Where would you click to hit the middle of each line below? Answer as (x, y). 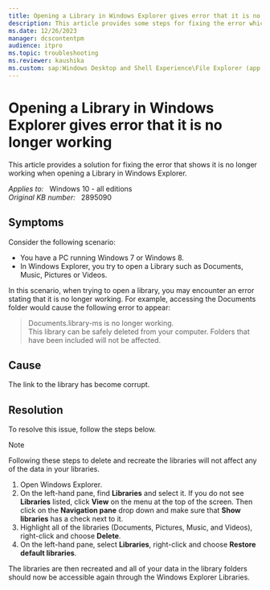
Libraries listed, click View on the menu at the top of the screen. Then (136, 502)
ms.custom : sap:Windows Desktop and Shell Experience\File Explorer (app (135, 68)
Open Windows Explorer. (61, 485)
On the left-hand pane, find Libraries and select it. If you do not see (132, 493)
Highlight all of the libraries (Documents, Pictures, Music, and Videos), (136, 527)
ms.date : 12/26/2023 (43, 31)
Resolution (36, 410)
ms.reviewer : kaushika (46, 61)
